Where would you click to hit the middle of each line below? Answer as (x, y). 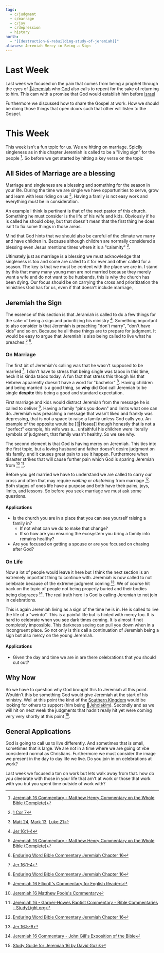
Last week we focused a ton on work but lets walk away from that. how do (80, 774)
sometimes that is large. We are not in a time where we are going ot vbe (78, 748)
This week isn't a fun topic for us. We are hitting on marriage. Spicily (74, 147)
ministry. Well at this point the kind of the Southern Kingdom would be (76, 700)
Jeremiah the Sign (34, 303)
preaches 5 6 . (19, 342)
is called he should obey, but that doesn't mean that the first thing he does (80, 221)
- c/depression (25, 28)
